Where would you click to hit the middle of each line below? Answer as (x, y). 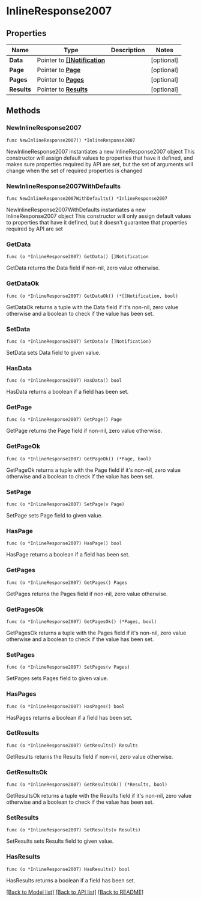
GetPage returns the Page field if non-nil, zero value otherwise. (84, 431)
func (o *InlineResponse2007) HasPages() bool (65, 707)
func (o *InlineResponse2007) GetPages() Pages (67, 583)
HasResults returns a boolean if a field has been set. (71, 880)
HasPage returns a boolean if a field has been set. (68, 555)
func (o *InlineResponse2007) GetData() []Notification (77, 257)
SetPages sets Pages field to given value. (57, 678)
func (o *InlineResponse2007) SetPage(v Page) (65, 505)
